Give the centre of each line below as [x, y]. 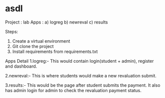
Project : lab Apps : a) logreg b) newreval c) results [57, 22]
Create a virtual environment [41, 41]
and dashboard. [21, 66]
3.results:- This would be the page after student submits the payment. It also [83, 85]
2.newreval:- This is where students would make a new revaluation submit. [81, 75]
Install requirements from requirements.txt [55, 51]
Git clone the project [33, 46]
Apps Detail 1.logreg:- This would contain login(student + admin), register [80, 61]
